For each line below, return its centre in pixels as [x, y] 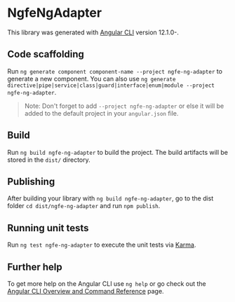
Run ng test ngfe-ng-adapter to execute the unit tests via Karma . [102, 245]
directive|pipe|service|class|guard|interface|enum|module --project [111, 85]
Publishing [31, 181]
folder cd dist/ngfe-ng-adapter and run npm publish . [84, 206]
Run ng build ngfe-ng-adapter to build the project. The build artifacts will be [118, 152]
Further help [35, 267]
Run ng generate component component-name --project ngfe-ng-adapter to [115, 71]
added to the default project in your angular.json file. [101, 113]
